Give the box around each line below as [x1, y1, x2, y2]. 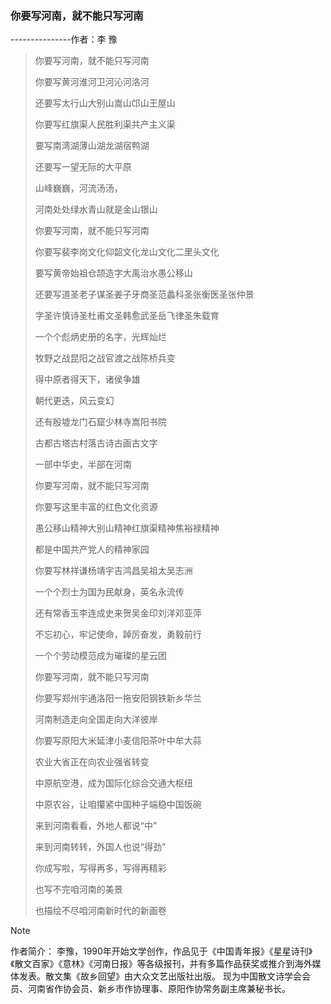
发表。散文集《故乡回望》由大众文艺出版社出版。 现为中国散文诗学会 [18, 970, 302, 982]
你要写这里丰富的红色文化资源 [34, 501, 158, 513]
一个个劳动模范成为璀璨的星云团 [34, 650, 167, 662]
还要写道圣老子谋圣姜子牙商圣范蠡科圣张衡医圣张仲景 [34, 288, 255, 301]
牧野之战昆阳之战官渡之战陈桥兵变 [34, 352, 176, 364]
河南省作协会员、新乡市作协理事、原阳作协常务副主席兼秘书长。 [27, 983, 291, 995]
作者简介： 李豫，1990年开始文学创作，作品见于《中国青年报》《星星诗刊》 [10, 945, 313, 957]
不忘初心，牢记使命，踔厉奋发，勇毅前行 [34, 628, 202, 641]
